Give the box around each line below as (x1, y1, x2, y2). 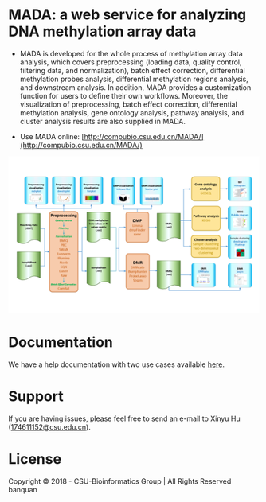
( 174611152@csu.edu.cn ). (8, 422, 92, 431)
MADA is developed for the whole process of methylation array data (19, 49, 243, 58)
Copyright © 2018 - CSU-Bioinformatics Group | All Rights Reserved (8, 476, 232, 486)
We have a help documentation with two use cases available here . (8, 360, 225, 369)
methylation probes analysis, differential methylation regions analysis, (19, 74, 248, 84)
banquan (8, 484, 37, 494)
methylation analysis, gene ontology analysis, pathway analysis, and (19, 107, 244, 117)
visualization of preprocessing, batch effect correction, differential (19, 99, 237, 109)
